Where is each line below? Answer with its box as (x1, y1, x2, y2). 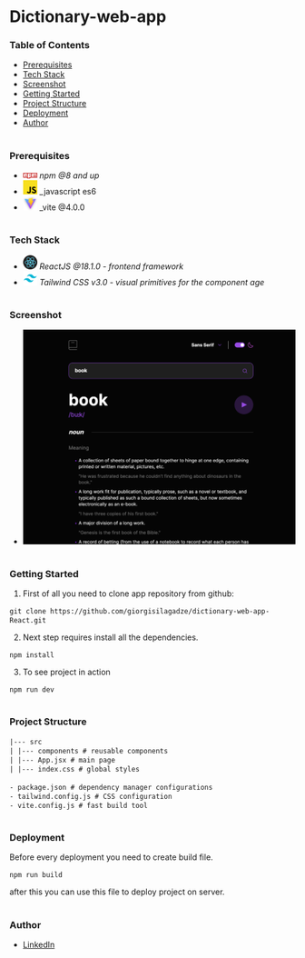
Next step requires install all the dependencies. (22, 632, 199, 643)
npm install (9, 651, 54, 660)
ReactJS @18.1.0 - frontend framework (39, 261, 184, 272)
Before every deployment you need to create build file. (9, 852, 213, 863)
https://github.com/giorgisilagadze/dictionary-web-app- (49, 607, 271, 616)
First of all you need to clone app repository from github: (22, 588, 234, 599)
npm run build (9, 871, 64, 880)
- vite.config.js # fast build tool (9, 801, 148, 810)
